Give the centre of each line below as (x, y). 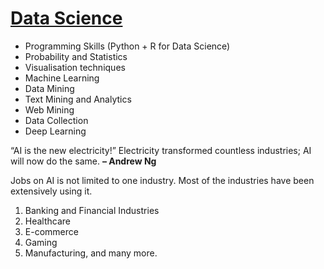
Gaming (41, 242)
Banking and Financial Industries (92, 210)
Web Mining (49, 109)
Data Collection (56, 120)
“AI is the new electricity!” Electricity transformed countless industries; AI (161, 150)
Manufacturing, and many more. (91, 253)
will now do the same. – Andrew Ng (83, 161)
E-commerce (51, 231)
